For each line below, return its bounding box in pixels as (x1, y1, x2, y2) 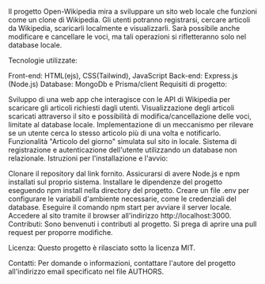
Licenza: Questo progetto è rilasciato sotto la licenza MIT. (8, 243, 196, 252)
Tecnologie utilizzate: (8, 55, 78, 65)
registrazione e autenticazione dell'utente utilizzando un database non (8, 146, 237, 154)
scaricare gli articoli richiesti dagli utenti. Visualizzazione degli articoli (8, 103, 235, 112)
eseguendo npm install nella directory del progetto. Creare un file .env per (8, 186, 249, 195)
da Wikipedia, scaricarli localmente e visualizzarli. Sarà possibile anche (8, 24, 240, 32)
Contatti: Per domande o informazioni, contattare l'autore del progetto (8, 259, 236, 267)
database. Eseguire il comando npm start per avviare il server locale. (8, 203, 232, 212)
